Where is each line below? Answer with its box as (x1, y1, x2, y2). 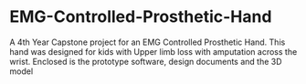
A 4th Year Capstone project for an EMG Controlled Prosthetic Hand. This (9, 37, 286, 47)
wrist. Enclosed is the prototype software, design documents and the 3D (9, 56, 282, 67)
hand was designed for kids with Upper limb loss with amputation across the (9, 46, 298, 57)
